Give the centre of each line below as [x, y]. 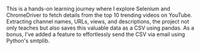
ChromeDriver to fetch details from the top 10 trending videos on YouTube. [99, 15]
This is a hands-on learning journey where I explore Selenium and [88, 9]
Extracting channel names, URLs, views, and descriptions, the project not [98, 21]
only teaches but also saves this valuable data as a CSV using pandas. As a [100, 28]
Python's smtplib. [28, 41]
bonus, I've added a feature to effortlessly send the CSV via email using [96, 34]
